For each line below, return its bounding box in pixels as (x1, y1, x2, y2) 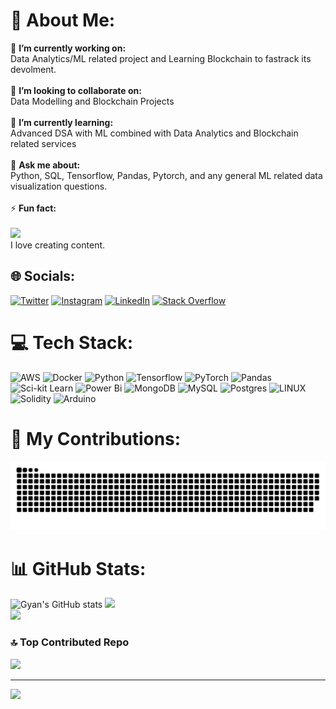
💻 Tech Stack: (10, 331, 134, 354)
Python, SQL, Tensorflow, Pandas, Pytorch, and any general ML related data (10, 169, 323, 181)
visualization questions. (10, 180, 108, 192)
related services (10, 137, 77, 149)
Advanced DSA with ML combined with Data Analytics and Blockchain (10, 127, 299, 139)
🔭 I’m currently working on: (10, 42, 127, 54)
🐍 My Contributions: (10, 427, 182, 450)
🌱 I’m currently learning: (10, 116, 114, 128)
